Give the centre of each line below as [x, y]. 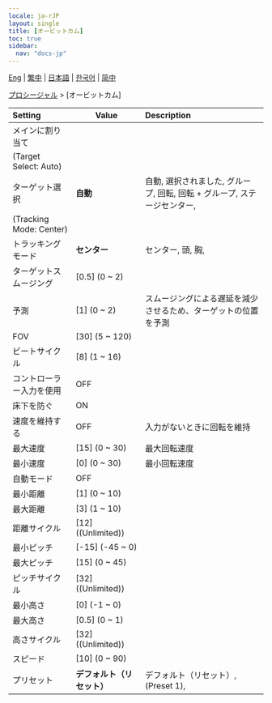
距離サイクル [37, 528]
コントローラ [37, 379]
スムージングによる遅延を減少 [202, 298]
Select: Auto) [37, 166]
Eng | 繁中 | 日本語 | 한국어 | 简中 [62, 77]
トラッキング [37, 244]
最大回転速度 [169, 448]
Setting [27, 115]
